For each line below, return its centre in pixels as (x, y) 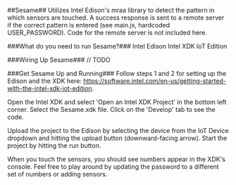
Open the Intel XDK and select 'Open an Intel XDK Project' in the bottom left (117, 102)
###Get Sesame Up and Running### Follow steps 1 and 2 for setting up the (117, 74)
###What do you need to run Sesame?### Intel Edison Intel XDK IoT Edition (117, 46)
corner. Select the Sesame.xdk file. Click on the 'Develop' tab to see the (112, 109)
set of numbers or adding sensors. (57, 174)
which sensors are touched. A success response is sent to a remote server (116, 18)
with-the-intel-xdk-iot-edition (50, 88)
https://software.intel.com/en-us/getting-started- (155, 81)
